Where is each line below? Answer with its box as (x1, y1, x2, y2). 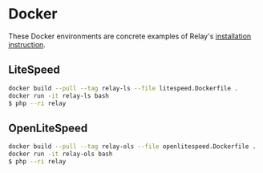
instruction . (8, 39, 46, 49)
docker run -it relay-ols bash (8, 150, 113, 159)
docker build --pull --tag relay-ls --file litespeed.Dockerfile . (8, 84, 239, 92)
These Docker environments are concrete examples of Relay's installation (8, 31, 252, 41)
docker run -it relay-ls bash (8, 91, 110, 100)
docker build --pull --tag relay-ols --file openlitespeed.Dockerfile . (8, 143, 257, 151)
